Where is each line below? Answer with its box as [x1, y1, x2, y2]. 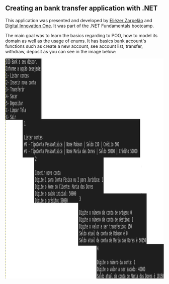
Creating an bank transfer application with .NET [5, 4, 158, 13]
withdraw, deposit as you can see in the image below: [5, 48, 117, 54]
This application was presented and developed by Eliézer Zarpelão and [5, 17, 152, 23]
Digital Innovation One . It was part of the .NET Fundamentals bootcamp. [5, 23, 154, 29]
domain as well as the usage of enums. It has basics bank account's [5, 38, 147, 44]
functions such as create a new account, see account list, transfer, [5, 43, 143, 49]
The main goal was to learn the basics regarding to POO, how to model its [5, 32, 158, 38]
